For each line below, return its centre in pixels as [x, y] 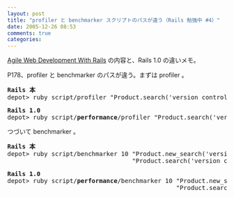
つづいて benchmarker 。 [44, 132]
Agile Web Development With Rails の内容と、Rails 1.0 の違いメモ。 [103, 61]
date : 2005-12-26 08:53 [42, 26]
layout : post [26, 14]
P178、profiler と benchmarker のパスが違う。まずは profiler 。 [97, 75]
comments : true [29, 33]
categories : [24, 40]
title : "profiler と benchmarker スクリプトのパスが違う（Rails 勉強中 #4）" [114, 20]
